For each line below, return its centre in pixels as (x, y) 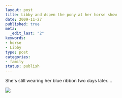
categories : (18, 57)
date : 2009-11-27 (24, 19)
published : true (22, 24)
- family (14, 62)
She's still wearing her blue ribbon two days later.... (59, 81)
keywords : (16, 38)
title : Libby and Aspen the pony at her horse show (61, 15)
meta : (11, 29)
